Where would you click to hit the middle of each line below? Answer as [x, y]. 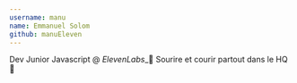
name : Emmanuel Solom [50, 26]
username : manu [38, 17]
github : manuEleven [46, 34]
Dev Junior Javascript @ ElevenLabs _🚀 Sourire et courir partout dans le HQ [149, 60]
